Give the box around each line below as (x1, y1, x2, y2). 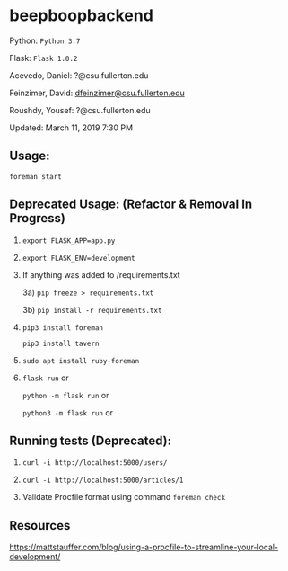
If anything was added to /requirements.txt (22, 269, 181, 280)
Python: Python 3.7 (9, 35, 81, 46)
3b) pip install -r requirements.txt (22, 304, 162, 315)
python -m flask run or (22, 389, 109, 400)
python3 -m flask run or (22, 406, 114, 418)
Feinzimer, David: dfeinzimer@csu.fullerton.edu (9, 87, 186, 98)
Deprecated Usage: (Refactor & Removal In (9, 197, 253, 212)
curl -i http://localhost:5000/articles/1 (22, 476, 184, 486)
